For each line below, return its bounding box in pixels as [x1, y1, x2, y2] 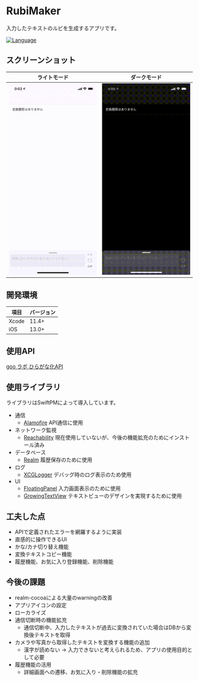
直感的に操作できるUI [14, 536, 67, 543]
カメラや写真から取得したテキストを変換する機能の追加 [14, 638, 150, 646]
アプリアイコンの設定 [14, 601, 67, 608]
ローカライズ [14, 608, 46, 616]
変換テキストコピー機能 [14, 551, 72, 558]
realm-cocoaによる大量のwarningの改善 [14, 594, 113, 601]
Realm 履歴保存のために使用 [23, 456, 93, 463]
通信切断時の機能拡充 [14, 616, 67, 623]
